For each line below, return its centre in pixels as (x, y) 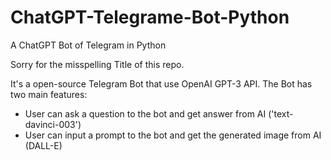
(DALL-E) (43, 145)
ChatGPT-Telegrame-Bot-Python (150, 17)
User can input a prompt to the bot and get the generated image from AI (173, 135)
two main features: (49, 94)
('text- (281, 113)
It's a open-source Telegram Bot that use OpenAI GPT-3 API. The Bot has (161, 83)
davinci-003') (53, 124)
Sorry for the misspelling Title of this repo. (97, 64)
